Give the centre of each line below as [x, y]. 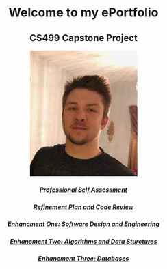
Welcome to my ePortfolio [83, 13]
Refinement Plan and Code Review [83, 207]
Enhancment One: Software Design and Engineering [83, 224]
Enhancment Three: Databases [83, 259]
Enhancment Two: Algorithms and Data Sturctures [83, 241]
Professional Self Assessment [83, 190]
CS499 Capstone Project [83, 38]
